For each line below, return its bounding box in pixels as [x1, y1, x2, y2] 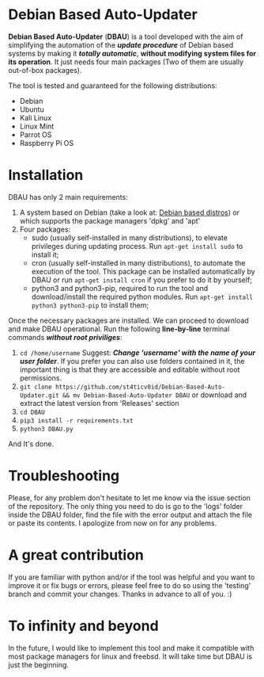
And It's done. [8, 438, 54, 449]
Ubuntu [19, 105, 45, 114]
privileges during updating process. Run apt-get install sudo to [31, 241, 243, 251]
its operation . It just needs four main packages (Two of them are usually [8, 57, 243, 67]
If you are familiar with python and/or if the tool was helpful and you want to [8, 572, 255, 582]
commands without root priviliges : [8, 332, 123, 342]
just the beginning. [8, 660, 70, 669]
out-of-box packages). [8, 65, 82, 75]
